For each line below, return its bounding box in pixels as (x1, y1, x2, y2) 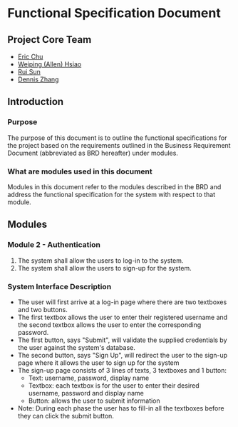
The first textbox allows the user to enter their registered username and (17, 313, 228, 321)
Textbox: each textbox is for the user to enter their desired (28, 381, 200, 390)
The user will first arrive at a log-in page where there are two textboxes (17, 298, 227, 306)
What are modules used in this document (7, 166, 153, 176)
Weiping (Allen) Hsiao (17, 60, 82, 69)
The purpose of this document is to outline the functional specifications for (7, 134, 227, 142)
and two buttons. (17, 305, 68, 313)
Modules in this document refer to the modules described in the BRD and (7, 182, 222, 191)
